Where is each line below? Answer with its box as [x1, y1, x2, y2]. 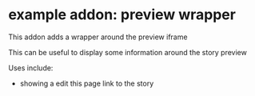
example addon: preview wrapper [8, 6, 236, 24]
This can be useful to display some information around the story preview [8, 47, 248, 57]
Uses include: [8, 62, 54, 73]
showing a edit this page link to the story [19, 78, 154, 88]
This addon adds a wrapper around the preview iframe [8, 32, 188, 42]
